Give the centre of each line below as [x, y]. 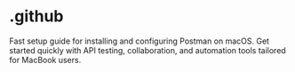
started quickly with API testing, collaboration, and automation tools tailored [147, 50]
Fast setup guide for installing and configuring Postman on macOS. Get [139, 41]
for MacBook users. [45, 60]
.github [36, 16]
